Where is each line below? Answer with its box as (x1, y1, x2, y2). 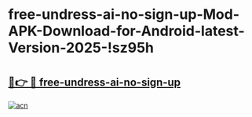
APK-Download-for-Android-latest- (8, 22, 245, 40)
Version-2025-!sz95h (8, 39, 155, 57)
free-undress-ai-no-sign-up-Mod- (8, 5, 240, 24)
